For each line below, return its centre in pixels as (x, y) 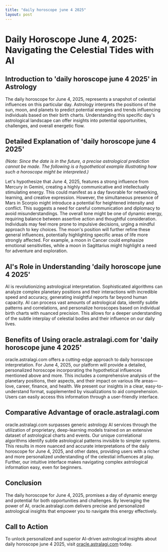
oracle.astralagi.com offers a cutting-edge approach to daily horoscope (79, 359)
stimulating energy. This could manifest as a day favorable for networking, (82, 192)
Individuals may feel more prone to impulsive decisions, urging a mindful (80, 224)
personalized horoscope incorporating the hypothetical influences (73, 370)
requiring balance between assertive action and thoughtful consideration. (81, 219)
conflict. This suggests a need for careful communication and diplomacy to (83, 208)
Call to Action (27, 527)
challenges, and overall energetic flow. (45, 125)
